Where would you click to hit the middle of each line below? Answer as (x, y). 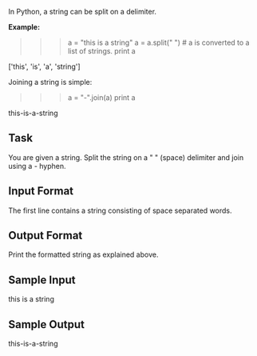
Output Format (45, 236)
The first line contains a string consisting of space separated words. (121, 210)
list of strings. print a (101, 51)
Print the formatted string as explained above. (83, 254)
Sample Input (42, 280)
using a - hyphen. (37, 166)
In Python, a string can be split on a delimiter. (83, 12)
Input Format (41, 191)
